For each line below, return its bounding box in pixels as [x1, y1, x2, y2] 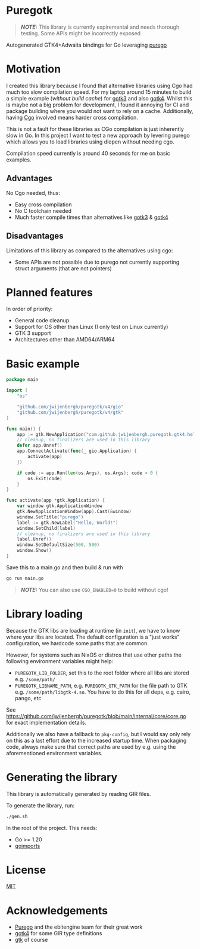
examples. [6, 156, 32, 163]
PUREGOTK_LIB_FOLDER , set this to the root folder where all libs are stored [14, 669, 189, 676]
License [6, 863, 46, 877]
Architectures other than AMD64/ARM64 [14, 336, 115, 343]
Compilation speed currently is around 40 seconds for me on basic [6, 149, 171, 157]
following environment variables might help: [6, 657, 114, 664]
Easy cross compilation [14, 201, 72, 208]
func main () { [6, 426, 42, 432]
